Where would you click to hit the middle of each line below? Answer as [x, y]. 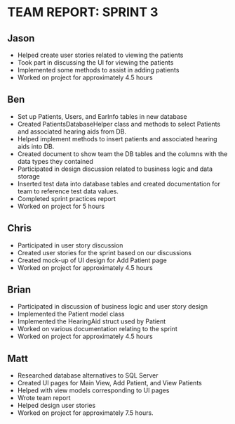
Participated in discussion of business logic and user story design [113, 307]
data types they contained [55, 161]
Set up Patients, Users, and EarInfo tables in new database [102, 116]
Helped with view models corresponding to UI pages [93, 390]
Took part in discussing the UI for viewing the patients [95, 63]
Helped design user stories [56, 406]
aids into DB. [36, 146]
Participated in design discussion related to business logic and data [115, 169]
